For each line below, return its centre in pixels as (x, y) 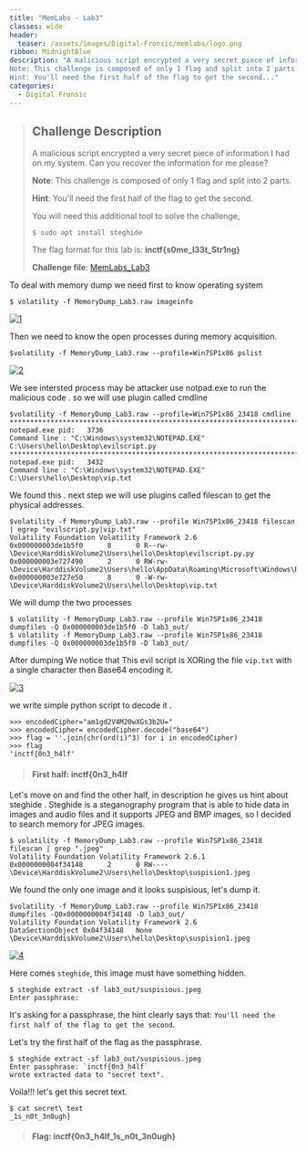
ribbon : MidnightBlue (51, 52)
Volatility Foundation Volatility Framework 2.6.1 (107, 856)
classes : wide (36, 26)
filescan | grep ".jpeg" (56, 849)
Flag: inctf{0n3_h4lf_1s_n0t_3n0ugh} (103, 1136)
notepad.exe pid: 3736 (56, 430)
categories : (32, 86)
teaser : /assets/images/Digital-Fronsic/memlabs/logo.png (130, 43)
